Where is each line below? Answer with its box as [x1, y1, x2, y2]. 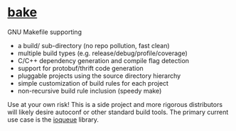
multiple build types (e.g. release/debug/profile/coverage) [17, 49, 188, 57]
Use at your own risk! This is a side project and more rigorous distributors [7, 100, 222, 108]
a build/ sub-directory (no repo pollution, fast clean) [17, 41, 170, 50]
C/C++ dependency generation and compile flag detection [17, 56, 190, 64]
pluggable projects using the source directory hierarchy [17, 72, 181, 80]
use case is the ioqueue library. [7, 115, 100, 124]
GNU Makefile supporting [7, 28, 82, 36]
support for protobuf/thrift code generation [17, 64, 144, 72]
